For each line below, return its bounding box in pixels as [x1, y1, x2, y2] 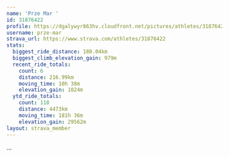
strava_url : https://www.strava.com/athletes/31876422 [6, 36, 166, 43]
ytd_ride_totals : [12, 93, 62, 100]
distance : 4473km [18, 106, 68, 112]
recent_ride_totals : [12, 61, 71, 68]
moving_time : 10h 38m [18, 80, 80, 87]
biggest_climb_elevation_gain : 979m [12, 55, 117, 62]
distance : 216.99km [18, 73, 75, 81]
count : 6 [18, 67, 44, 74]
